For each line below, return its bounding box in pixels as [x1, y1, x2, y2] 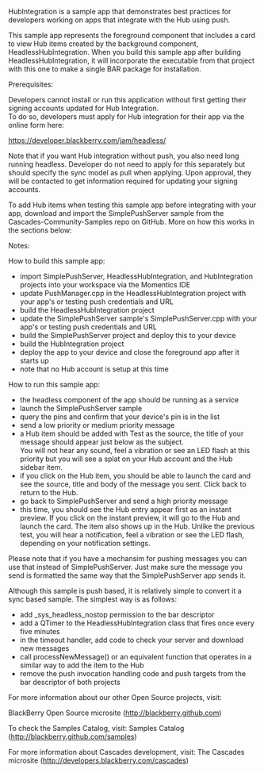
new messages [19, 644, 70, 653]
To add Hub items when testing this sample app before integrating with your [8, 200, 256, 210]
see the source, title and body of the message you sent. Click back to [19, 479, 247, 489]
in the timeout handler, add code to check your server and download [19, 635, 244, 644]
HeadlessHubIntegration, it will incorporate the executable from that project [8, 56, 255, 65]
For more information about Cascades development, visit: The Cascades [8, 748, 245, 756]
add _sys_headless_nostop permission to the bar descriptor [19, 610, 215, 619]
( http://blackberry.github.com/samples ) [8, 732, 137, 741]
